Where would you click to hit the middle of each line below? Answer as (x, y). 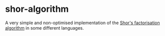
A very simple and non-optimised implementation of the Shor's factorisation (82, 23)
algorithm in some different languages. (45, 28)
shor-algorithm (37, 9)
